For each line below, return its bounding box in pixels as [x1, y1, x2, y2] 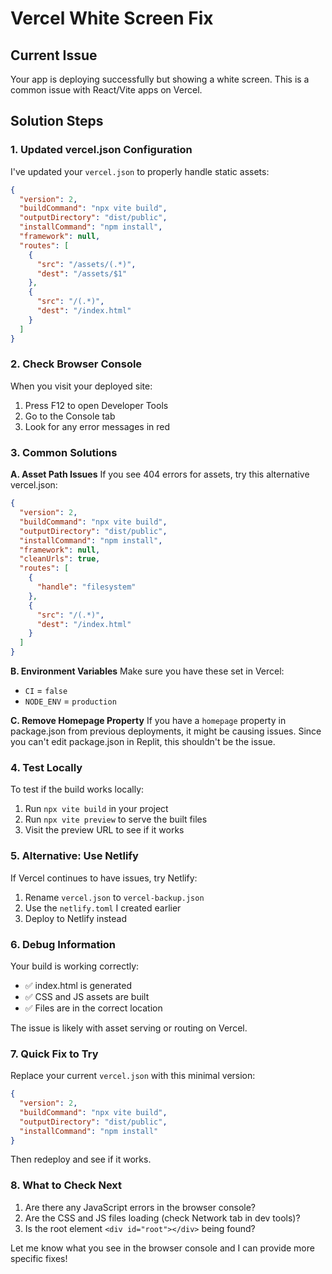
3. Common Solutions [10, 445, 118, 459]
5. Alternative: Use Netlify [10, 849, 139, 863]
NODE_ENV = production [24, 695, 117, 707]
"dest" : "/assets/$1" [36, 268, 128, 279]
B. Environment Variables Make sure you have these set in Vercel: [10, 665, 285, 677]
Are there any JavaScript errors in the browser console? [24, 1201, 257, 1213]
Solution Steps [10, 113, 104, 130]
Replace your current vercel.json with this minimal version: [10, 1070, 256, 1082]
